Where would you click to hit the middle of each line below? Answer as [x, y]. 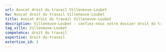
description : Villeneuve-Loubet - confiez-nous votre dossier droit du [80, 24]
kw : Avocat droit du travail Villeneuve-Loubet [55, 14]
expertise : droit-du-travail [35, 38]
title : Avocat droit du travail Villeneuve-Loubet [58, 19]
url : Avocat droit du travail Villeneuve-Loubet [56, 10]
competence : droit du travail [36, 33]
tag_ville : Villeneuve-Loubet [36, 28]
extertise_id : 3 [22, 42]
